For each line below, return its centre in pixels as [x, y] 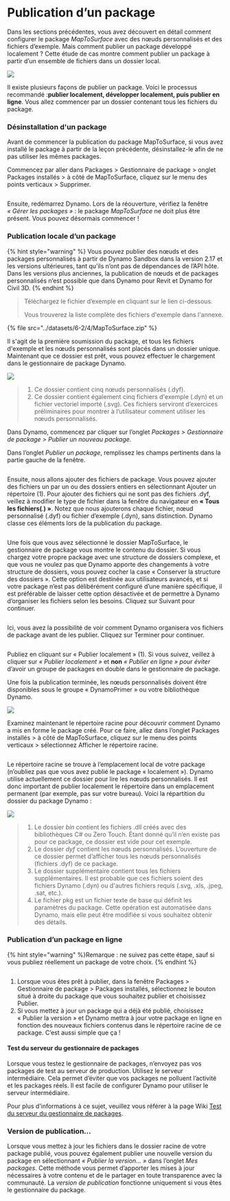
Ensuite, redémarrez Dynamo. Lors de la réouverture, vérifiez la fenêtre [108, 204]
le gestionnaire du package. [46, 1190]
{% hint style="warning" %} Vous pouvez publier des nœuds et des [103, 251]
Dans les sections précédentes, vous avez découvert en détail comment [109, 32]
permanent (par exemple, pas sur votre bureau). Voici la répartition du [106, 793]
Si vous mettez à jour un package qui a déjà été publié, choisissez [110, 1010]
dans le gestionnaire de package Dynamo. [67, 363]
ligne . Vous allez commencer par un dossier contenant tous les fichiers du [112, 102]
